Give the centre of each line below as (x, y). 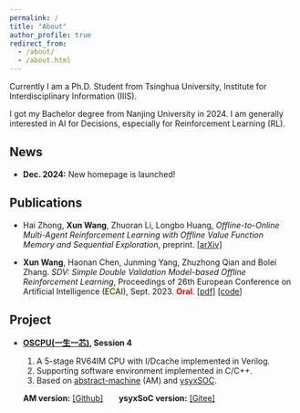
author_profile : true (51, 35)
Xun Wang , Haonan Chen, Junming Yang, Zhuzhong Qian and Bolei (150, 262)
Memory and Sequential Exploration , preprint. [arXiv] (122, 244)
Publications (46, 203)
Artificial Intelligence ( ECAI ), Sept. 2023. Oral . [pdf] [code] (133, 291)
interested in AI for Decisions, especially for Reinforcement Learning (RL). (147, 123)
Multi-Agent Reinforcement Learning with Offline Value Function (143, 235)
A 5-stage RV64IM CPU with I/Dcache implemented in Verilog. (153, 361)
